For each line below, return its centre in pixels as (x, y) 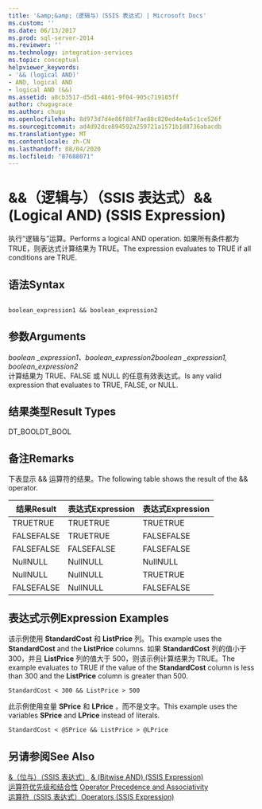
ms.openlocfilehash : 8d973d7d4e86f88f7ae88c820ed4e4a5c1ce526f (115, 119)
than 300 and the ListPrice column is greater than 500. (98, 676)
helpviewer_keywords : (44, 68)
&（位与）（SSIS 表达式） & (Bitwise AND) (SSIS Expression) (106, 777)
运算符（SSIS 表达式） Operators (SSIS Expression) (91, 797)
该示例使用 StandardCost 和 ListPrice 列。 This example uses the (115, 639)
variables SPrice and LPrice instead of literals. (84, 715)
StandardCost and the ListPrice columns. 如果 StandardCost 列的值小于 (127, 649)
